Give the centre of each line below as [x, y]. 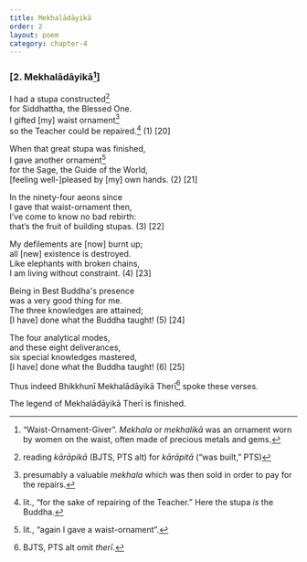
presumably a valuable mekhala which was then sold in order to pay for [157, 475]
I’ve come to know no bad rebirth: [73, 217]
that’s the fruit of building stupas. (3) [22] [87, 226]
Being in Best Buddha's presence [72, 291]
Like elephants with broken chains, [74, 263]
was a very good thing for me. [66, 300]
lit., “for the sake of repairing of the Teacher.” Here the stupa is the [148, 503]
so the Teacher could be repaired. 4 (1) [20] [90, 130]
